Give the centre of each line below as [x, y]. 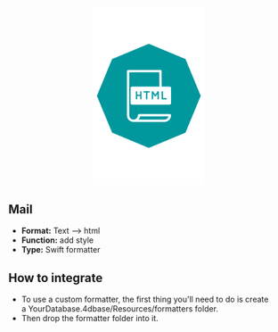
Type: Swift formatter [61, 250]
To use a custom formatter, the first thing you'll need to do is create [145, 299]
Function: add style [57, 240]
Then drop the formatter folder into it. [90, 319]
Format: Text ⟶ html [61, 231]
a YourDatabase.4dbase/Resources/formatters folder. [120, 309]
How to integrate [56, 278]
